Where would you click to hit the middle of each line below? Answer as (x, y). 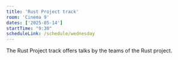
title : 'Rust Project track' (43, 12)
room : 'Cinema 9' (28, 17)
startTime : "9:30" (29, 28)
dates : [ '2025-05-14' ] (34, 23)
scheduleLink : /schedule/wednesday (51, 34)
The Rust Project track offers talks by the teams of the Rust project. (89, 50)
